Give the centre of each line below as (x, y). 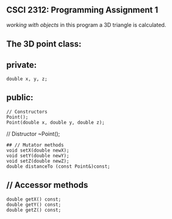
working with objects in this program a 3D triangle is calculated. (86, 24)
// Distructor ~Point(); (33, 133)
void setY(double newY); (38, 155)
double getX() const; (34, 199)
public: (20, 98)
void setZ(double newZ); (38, 161)
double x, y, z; (27, 79)
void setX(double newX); (38, 150)
